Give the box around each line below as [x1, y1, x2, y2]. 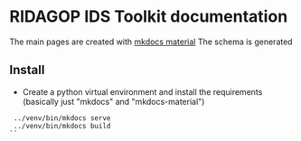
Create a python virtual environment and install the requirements [22, 86, 263, 97]
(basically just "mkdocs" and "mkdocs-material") [22, 96, 205, 107]
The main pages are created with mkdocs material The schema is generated [9, 36, 293, 47]
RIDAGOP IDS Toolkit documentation [9, 6, 288, 27]
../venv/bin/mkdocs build [13, 121, 111, 130]
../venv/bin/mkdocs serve [13, 113, 111, 123]
